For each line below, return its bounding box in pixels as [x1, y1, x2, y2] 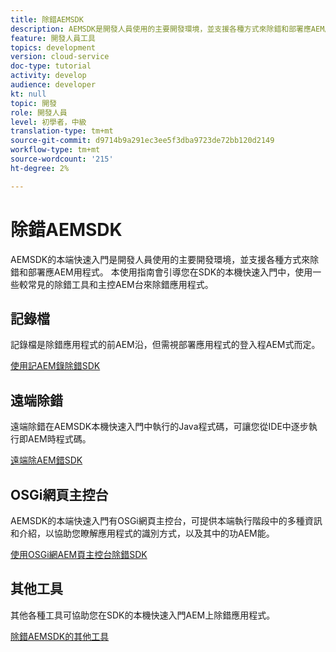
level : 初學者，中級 [10, 117, 87, 127]
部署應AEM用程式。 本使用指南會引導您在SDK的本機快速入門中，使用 [27, 266, 313, 278]
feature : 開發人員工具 [10, 33, 96, 43]
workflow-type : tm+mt [10, 145, 101, 155]
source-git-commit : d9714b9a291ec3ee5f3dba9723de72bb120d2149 [10, 136, 275, 146]
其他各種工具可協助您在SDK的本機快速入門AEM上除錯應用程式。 [10, 609, 276, 621]
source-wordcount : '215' [10, 154, 114, 164]
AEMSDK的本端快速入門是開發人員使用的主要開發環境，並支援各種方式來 [10, 253, 311, 265]
